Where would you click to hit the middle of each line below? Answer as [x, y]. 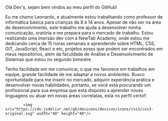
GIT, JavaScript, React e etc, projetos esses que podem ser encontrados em [84, 49]
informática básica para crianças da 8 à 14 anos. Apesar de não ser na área [83, 22]
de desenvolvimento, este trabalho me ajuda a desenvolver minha [73, 27]
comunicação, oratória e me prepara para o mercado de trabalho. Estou [79, 33]
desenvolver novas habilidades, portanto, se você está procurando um [78, 85]
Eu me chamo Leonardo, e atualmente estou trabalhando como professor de [84, 17]
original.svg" [20, 113]
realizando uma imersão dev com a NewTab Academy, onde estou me [77, 38]
